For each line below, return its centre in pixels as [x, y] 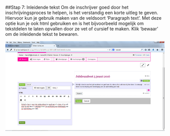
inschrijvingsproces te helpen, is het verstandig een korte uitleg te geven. [82, 13]
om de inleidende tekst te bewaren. [42, 34]
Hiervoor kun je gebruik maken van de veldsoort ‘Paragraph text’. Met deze [83, 18]
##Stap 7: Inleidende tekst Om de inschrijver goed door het [67, 7]
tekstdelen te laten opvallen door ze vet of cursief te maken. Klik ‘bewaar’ [82, 29]
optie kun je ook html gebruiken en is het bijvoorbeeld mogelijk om [75, 23]
